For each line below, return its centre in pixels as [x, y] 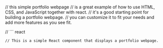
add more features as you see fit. [38, 22]
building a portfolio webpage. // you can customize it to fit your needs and [80, 17]
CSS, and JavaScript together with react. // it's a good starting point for [77, 12]
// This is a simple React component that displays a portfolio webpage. [82, 41]
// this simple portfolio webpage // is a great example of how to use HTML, [80, 7]
